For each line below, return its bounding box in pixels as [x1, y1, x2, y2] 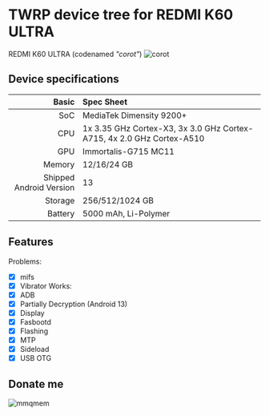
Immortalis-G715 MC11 [82, 146, 175, 157]
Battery [46, 208, 75, 219]
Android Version [14, 182, 75, 193]
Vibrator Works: [19, 281, 72, 290]
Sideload [19, 345, 50, 354]
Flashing [19, 326, 49, 336]
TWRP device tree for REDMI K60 [8, 6, 234, 24]
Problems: [8, 256, 42, 266]
